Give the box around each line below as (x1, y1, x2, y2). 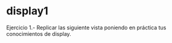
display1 (6, 4, 48, 18)
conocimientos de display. (6, 30, 71, 37)
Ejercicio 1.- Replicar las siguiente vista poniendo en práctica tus (6, 24, 167, 31)
